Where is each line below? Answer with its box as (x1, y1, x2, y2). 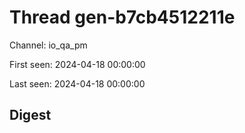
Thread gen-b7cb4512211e (9, 6, 236, 29)
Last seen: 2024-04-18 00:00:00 (9, 77, 146, 90)
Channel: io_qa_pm (9, 39, 88, 51)
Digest (9, 107, 52, 124)
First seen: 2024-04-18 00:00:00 (9, 58, 146, 70)
